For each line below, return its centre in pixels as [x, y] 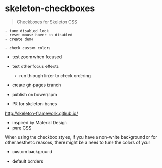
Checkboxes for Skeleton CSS [47, 22]
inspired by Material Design [39, 122]
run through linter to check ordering [55, 75]
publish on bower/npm [34, 94]
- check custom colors [28, 48]
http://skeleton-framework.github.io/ [41, 113]
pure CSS [22, 128]
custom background [32, 151]
